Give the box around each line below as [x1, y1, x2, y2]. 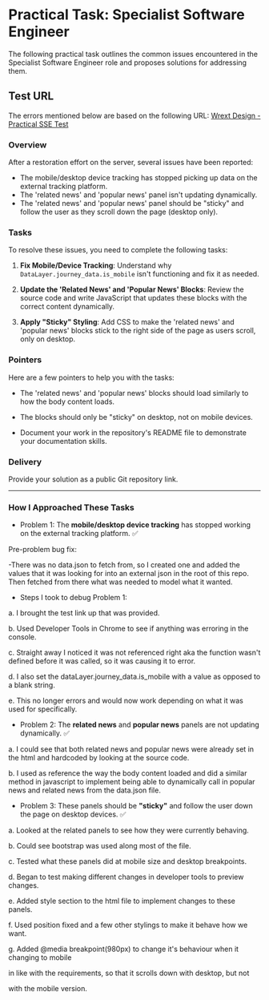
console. [8, 632, 38, 642]
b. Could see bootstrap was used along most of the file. [8, 841, 192, 851]
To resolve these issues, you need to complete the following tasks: [8, 245, 228, 255]
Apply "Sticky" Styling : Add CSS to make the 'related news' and [19, 317, 235, 327]
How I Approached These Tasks [8, 502, 134, 513]
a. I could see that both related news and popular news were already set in [8, 744, 255, 754]
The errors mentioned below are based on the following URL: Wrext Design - [8, 111, 261, 120]
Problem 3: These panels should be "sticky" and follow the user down [19, 801, 254, 811]
